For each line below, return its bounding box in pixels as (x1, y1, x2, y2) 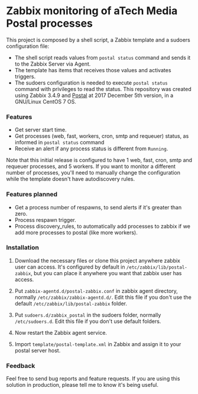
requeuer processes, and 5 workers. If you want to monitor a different (6, 163, 176, 170)
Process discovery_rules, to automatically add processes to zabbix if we (14, 222, 191, 230)
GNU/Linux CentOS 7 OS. (14, 98, 77, 105)
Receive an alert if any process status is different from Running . (14, 145, 168, 152)
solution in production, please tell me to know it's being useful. (6, 382, 158, 389)
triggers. (14, 73, 36, 80)
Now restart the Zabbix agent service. (14, 329, 108, 336)
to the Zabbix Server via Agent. (14, 60, 91, 67)
